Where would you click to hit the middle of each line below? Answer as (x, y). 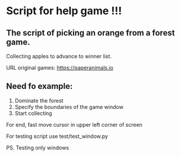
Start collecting (33, 113)
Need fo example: (39, 86)
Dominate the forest (39, 100)
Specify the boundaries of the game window (69, 107)
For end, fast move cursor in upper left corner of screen (74, 124)
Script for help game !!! (64, 11)
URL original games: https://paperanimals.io (60, 68)
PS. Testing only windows (38, 148)
